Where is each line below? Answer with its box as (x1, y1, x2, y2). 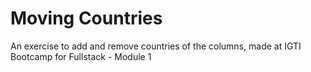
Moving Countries (10, 7, 163, 30)
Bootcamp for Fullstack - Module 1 (10, 50, 152, 62)
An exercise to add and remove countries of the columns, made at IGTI (10, 40, 302, 52)
